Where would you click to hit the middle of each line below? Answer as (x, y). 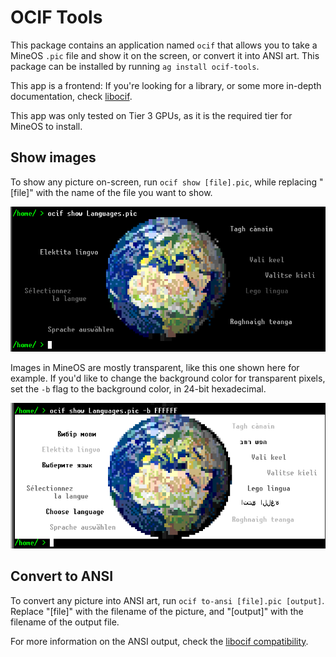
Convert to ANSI (62, 576)
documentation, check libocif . (71, 96)
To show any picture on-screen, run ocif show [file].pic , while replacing (164, 182)
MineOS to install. (46, 126)
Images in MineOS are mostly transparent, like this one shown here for (155, 368)
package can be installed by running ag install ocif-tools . (135, 66)
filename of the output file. (65, 622)
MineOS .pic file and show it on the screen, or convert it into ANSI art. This (165, 55)
